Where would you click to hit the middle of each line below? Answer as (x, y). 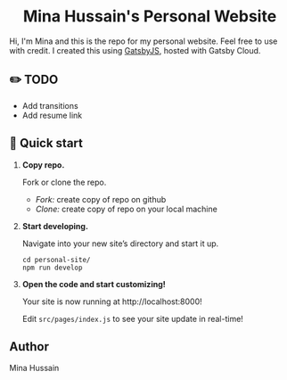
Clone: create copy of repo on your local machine (127, 209)
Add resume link (52, 115)
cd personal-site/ (56, 260)
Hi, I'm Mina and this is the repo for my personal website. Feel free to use (143, 41)
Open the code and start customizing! (94, 284)
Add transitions (50, 105)
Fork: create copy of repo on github (101, 199)
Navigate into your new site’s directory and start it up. (120, 244)
